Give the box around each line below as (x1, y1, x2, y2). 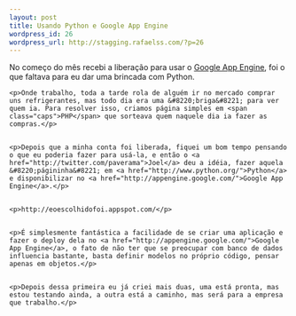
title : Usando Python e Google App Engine (9, 21, 168, 30)
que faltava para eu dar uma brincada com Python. (9, 72, 195, 83)
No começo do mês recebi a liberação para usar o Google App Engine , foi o (9, 62, 285, 73)
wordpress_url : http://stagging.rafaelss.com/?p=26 (9, 37, 204, 47)
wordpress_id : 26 (9, 29, 74, 38)
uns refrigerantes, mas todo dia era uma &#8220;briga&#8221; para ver (9, 97, 279, 106)
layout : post (9, 12, 58, 22)
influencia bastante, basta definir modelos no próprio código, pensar (9, 252, 279, 261)
